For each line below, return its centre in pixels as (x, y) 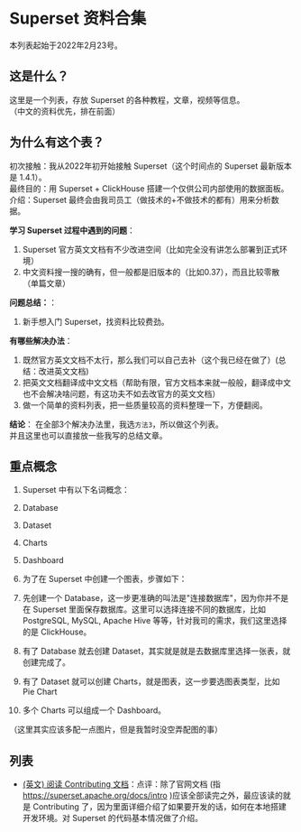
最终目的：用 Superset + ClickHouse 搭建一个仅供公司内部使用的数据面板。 (149, 188)
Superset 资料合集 (78, 18)
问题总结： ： (33, 302)
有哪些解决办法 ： (41, 340)
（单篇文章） (46, 283)
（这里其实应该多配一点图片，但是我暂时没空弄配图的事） (116, 730)
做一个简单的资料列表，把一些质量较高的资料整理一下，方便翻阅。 (145, 405)
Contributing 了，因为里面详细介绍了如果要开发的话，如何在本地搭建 (160, 807)
